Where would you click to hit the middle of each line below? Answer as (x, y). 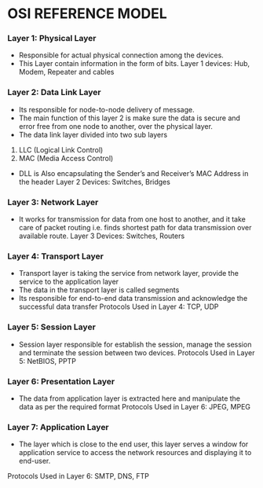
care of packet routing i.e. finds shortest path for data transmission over (135, 228)
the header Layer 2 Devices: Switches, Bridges (94, 182)
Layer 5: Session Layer (51, 327)
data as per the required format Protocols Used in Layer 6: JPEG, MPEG (135, 406)
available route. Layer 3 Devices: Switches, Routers (102, 236)
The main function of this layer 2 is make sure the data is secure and (130, 118)
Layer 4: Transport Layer (55, 256)
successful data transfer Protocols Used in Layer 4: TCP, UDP (119, 306)
